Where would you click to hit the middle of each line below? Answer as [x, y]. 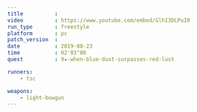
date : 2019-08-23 [50, 46]
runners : [20, 72]
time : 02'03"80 [47, 53]
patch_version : [33, 40]
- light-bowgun [42, 98]
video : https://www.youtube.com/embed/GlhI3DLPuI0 [99, 20]
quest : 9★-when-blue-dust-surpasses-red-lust [91, 59]
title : [33, 14]
